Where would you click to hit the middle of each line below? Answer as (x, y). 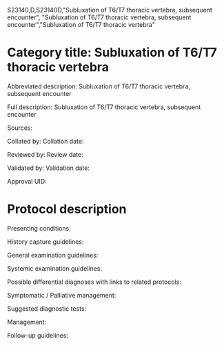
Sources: (20, 128)
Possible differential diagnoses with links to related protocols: (94, 282)
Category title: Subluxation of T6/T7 (112, 53)
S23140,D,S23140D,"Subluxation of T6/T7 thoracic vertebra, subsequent (110, 10)
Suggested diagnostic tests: (47, 308)
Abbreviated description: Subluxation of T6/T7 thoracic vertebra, (99, 86)
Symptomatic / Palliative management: (62, 295)
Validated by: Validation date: (48, 168)
